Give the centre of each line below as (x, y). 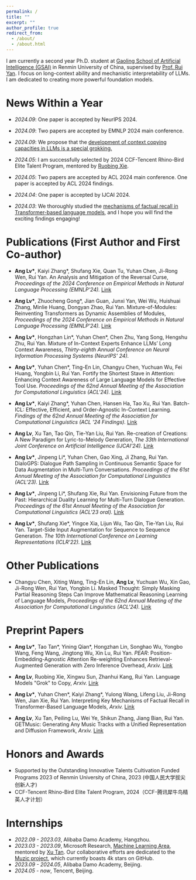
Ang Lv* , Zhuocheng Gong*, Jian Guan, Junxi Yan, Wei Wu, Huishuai (97, 301)
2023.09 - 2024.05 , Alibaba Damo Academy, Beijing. (78, 864)
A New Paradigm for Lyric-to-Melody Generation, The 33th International (102, 439)
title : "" (18, 17)
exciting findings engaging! (47, 218)
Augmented (29, 665)
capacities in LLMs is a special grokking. (63, 148)
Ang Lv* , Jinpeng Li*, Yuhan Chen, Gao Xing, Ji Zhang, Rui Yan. (91, 457)
